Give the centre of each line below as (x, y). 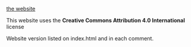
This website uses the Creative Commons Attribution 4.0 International (96, 20)
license (15, 27)
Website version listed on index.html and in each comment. (80, 38)
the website (21, 9)
